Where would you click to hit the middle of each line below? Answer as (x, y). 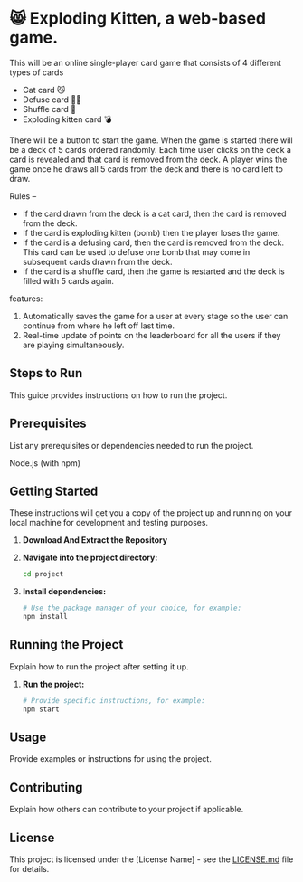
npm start (41, 709)
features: (26, 299)
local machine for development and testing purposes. (109, 523)
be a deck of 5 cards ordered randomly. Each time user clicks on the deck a (151, 149)
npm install (45, 617)
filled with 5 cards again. (68, 280)
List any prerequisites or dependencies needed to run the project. (132, 445)
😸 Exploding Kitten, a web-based (138, 19)
